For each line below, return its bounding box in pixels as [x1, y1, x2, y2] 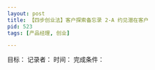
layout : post [7, 10, 45, 17]
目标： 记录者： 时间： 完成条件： [7, 55, 105, 64]
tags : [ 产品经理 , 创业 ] [7, 29, 71, 37]
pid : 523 [7, 23, 33, 30]
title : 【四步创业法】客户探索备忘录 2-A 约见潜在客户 [7, 17, 149, 24]
